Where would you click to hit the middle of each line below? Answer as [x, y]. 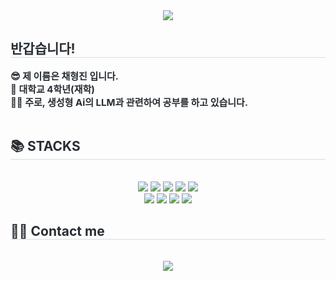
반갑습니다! [43, 49]
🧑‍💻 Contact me [57, 231]
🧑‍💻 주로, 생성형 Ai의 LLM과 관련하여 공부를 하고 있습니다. [129, 102]
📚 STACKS [45, 146]
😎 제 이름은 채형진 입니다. [64, 76]
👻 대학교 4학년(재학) [53, 89]
